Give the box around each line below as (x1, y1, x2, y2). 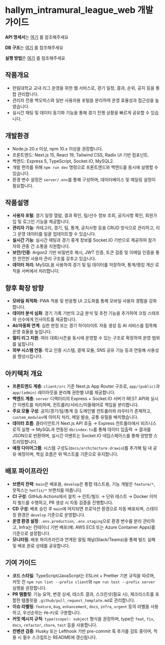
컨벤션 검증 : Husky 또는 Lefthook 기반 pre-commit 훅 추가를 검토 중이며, (12, 628, 153, 634)
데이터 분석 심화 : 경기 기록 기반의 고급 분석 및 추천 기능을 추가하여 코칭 (12, 310, 147, 316)
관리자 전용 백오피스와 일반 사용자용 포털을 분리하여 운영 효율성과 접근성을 (12, 97, 154, 103)
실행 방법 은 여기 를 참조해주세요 (5, 55, 65, 61)
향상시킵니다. (17, 353, 43, 359)
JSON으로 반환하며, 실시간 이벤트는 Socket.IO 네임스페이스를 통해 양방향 (12, 433, 153, 438)
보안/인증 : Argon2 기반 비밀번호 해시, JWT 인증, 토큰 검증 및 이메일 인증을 (12, 250, 155, 256)
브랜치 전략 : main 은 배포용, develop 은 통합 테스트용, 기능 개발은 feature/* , (12, 481, 156, 487)
